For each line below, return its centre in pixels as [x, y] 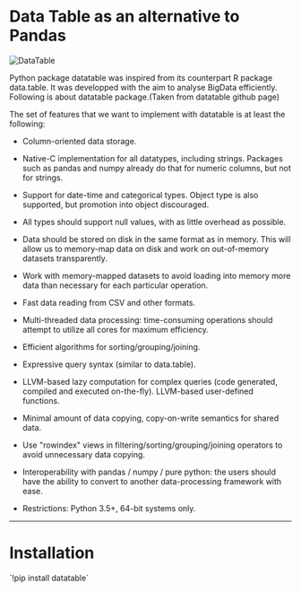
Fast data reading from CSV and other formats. [108, 302]
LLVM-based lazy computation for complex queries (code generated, [150, 381]
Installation [52, 553]
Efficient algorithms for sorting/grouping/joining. [111, 346]
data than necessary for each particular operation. [115, 285]
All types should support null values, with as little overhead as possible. [154, 222]
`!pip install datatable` [49, 578]
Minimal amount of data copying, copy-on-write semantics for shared [150, 418]
